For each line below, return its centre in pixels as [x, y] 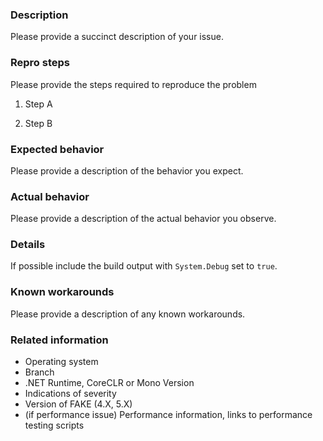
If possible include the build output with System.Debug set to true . [144, 266]
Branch [39, 372]
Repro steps [40, 63]
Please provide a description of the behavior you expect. [127, 170]
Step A [38, 104]
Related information [59, 340]
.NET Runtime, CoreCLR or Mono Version [109, 383]
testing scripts [54, 425]
